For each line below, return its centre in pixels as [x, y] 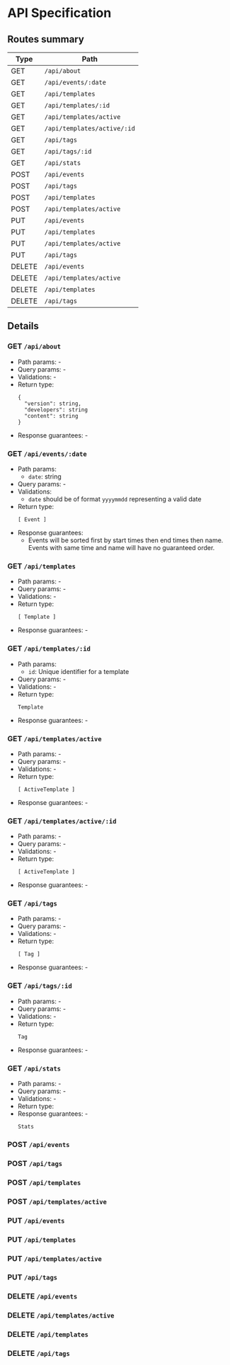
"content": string [51, 416]
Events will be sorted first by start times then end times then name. [126, 540]
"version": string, [53, 404]
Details [23, 326]
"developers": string [56, 410]
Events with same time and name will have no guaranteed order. [121, 547]
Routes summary [46, 39]
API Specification [59, 13]
